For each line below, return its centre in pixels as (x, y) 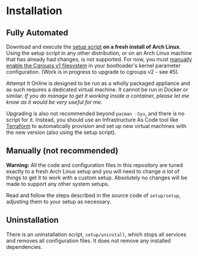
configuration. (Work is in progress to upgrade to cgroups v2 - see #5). (93, 72)
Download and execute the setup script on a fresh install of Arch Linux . (94, 47)
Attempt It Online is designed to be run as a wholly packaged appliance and (98, 83)
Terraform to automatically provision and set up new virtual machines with (96, 126)
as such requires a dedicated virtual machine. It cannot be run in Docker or (97, 89)
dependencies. (24, 247)
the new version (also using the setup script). (61, 132)
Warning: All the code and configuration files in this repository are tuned (95, 165)
